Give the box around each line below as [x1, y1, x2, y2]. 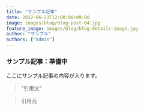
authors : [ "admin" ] [6, 36, 55, 42]
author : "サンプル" [6, 31, 51, 37]
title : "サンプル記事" [6, 8, 58, 15]
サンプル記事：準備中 [6, 57, 68, 66]
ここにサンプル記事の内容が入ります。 [6, 72, 101, 80]
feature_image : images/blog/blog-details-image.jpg [6, 25, 138, 32]
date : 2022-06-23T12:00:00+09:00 [6, 14, 90, 20]
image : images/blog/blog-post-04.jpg [6, 20, 101, 26]
